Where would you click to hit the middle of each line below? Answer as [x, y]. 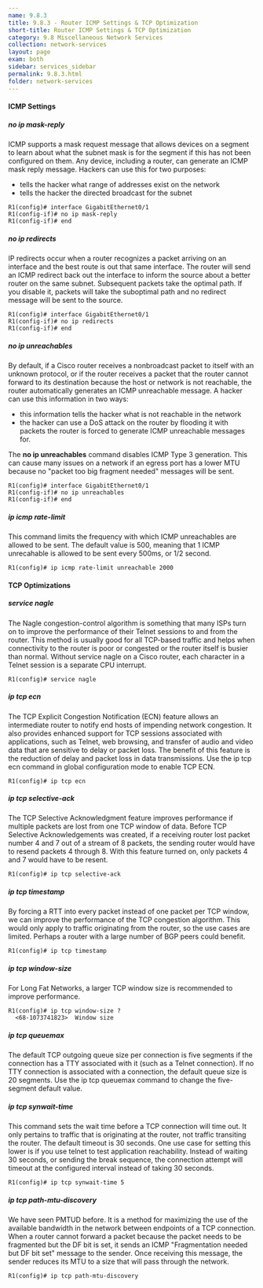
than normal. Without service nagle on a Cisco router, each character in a [126, 656]
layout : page [29, 52]
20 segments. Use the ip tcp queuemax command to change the [112, 1080]
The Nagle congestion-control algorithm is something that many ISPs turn [127, 623]
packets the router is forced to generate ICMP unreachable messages [132, 431]
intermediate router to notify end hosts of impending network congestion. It [130, 725]
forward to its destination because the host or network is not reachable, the [130, 382]
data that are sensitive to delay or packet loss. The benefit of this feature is [129, 750]
